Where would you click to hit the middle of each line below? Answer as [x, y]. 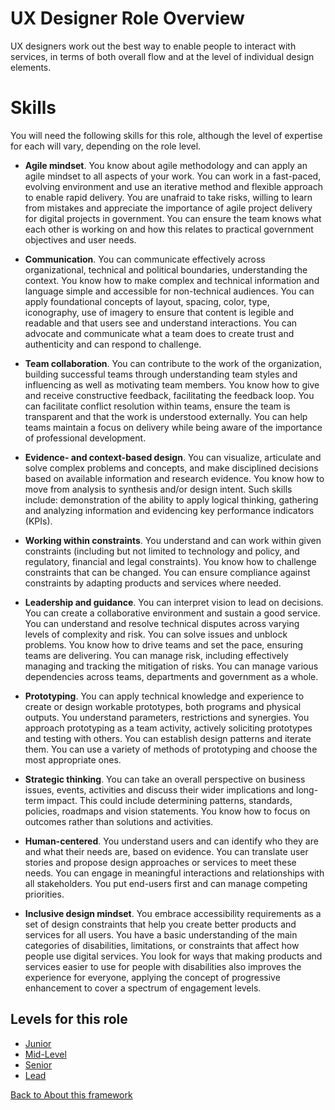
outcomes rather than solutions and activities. [119, 821]
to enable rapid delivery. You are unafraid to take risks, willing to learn [168, 197]
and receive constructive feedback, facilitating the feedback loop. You [169, 395]
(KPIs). [38, 521]
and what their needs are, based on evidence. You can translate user [166, 851]
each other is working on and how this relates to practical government [169, 229]
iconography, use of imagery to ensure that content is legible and [159, 312]
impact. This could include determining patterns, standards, [169, 800]
